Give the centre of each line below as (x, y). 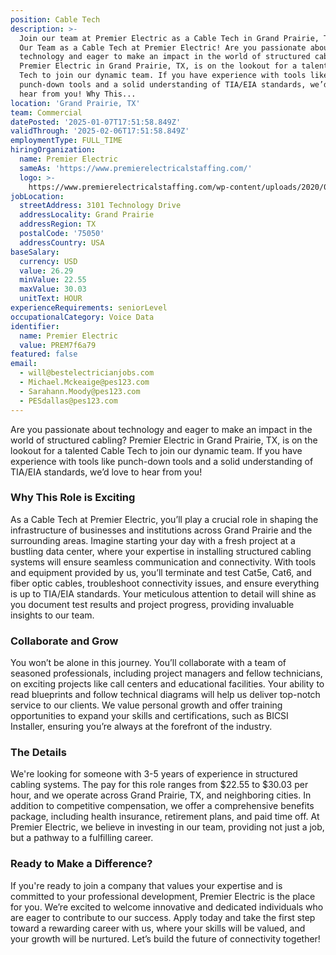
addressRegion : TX (58, 224)
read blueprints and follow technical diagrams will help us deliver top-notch (165, 695)
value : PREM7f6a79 (58, 345)
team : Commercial (46, 112)
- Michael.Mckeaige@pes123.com (84, 382)
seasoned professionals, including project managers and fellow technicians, (166, 673)
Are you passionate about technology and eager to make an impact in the (161, 429)
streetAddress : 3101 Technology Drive (100, 206)
